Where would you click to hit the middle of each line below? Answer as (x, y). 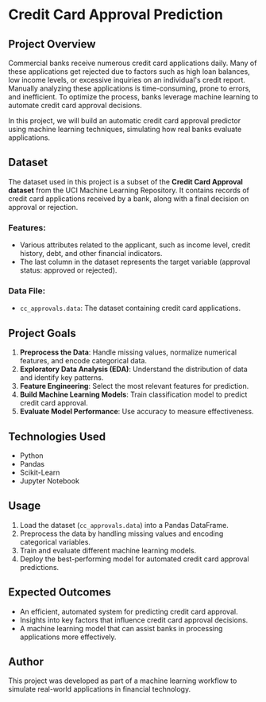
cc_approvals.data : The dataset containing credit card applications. (130, 308)
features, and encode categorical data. (83, 361)
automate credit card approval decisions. (75, 105)
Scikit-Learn (40, 473)
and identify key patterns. (62, 378)
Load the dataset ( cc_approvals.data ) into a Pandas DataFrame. (124, 525)
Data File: (27, 291)
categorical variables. (55, 541)
